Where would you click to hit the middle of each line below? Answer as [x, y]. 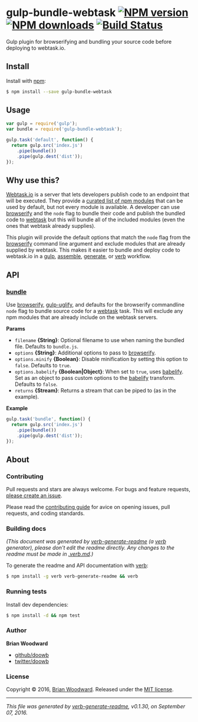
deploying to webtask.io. [36, 48]
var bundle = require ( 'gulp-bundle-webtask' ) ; [64, 129]
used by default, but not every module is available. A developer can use [93, 207]
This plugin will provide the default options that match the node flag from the [98, 237]
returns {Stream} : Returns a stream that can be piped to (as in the [95, 391]
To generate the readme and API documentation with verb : [77, 566]
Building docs [26, 528]
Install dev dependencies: [37, 604]
